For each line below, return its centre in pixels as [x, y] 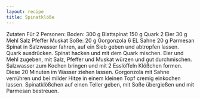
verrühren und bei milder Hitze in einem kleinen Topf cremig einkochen [93, 78]
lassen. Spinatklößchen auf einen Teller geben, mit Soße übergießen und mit [100, 84]
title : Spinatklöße [30, 17]
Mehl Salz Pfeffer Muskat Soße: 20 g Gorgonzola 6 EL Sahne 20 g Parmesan [101, 40]
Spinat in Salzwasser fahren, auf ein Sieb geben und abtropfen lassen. [93, 47]
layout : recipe [25, 12]
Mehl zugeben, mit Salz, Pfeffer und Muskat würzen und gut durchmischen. [99, 59]
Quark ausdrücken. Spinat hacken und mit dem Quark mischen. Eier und [95, 53]
